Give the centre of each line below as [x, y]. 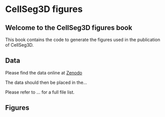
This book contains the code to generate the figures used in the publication [83, 39]
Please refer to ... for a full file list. [40, 92]
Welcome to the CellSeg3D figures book [69, 28]
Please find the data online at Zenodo [44, 72]
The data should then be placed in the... [46, 82]
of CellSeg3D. [19, 45]
